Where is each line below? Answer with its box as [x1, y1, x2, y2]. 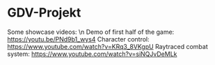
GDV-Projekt [7, 5, 81, 21]
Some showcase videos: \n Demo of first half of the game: [7, 28, 175, 36]
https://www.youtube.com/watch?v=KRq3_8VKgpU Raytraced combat [7, 42, 208, 50]
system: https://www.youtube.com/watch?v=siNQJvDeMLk [7, 50, 177, 58]
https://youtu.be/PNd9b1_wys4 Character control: [7, 35, 150, 43]
